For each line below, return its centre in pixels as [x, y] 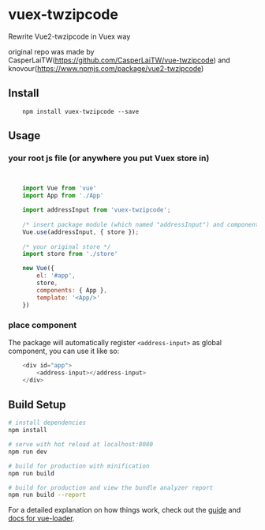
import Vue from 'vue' [60, 188]
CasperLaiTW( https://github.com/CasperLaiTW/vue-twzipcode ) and [119, 60]
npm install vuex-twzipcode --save [81, 111]
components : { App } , [72, 290]
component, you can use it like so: [64, 351]
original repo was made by [51, 51]
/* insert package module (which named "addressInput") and [123, 224]
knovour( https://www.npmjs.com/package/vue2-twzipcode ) [106, 68]
